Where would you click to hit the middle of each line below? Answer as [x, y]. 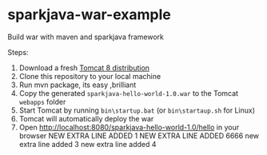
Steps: [18, 52]
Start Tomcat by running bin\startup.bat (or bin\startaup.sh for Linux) [137, 110]
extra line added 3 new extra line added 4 [88, 144]
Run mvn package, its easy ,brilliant [78, 85]
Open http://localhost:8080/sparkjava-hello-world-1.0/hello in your [129, 127]
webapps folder [42, 101]
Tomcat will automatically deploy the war [86, 118]
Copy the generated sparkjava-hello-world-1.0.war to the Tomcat [129, 93]
